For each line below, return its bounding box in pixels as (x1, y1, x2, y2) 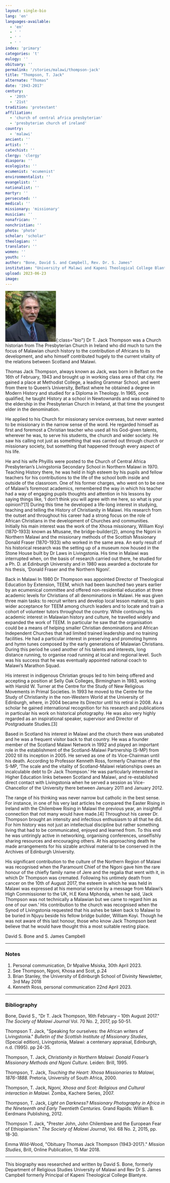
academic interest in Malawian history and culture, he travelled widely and (5, 614, 160, 620)
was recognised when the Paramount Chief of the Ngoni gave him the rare (5, 864, 160, 870)
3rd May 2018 (12, 978, 41, 984)
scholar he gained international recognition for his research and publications (5, 705, 164, 711)
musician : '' (5, 212, 33, 217)
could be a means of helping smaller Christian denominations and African (5, 625, 158, 631)
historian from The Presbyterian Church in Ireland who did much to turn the (5, 343, 162, 349)
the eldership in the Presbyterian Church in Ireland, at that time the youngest (5, 401, 164, 407)
